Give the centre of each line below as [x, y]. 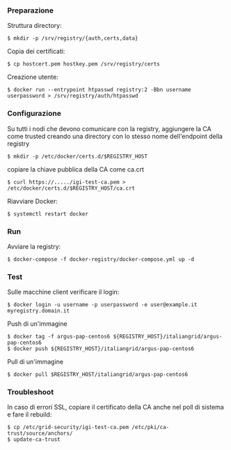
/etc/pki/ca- [151, 428]
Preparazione [31, 10]
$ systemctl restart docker [48, 214]
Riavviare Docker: [32, 201]
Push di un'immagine [37, 324]
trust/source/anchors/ [40, 434]
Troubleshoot [31, 392]
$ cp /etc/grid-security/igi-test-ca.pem [68, 428]
